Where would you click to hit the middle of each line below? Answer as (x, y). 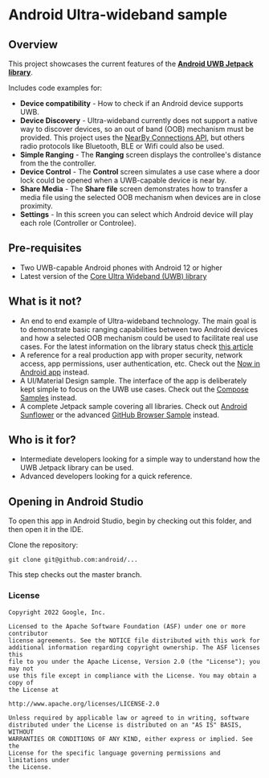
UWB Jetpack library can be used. (77, 468)
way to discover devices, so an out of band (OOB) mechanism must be (137, 129)
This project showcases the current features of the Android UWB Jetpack (131, 63)
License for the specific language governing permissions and (114, 753)
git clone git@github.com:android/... (73, 560)
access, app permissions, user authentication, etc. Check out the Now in (140, 363)
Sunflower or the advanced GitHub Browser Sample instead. (119, 415)
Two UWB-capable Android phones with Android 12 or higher (121, 268)
